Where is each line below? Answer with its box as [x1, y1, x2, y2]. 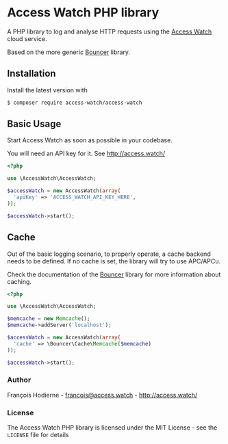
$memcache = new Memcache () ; [7, 315, 90, 322]
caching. [7, 277, 32, 285]
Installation [7, 68, 56, 79]
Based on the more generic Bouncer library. [7, 48, 131, 56]
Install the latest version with [7, 86, 88, 94]
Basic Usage [7, 118, 62, 130]
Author [7, 375, 31, 384]
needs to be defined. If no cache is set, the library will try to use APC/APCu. [7, 257, 221, 265]
